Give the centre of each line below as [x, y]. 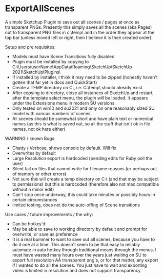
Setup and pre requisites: [31, 47]
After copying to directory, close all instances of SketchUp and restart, [83, 93]
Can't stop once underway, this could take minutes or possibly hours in [83, 194]
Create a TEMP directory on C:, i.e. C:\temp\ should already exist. [78, 87]
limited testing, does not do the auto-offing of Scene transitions [76, 205]
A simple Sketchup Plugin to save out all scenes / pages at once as [72, 22]
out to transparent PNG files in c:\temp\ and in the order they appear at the [80, 32]
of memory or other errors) [39, 174]
